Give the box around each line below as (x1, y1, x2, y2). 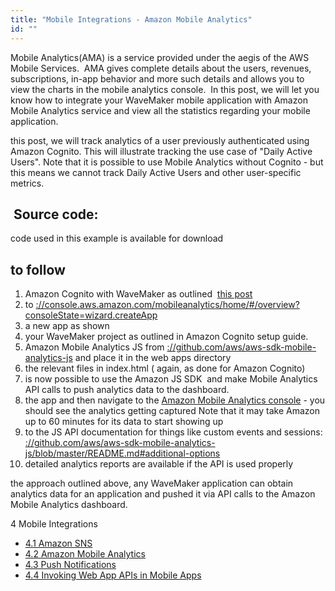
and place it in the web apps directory (74, 352, 232, 364)
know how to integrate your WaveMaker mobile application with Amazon (10, 94, 308, 106)
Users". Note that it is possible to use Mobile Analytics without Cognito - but (10, 156, 324, 168)
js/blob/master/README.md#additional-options (24, 447, 221, 460)
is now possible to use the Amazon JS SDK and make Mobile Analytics (24, 373, 318, 385)
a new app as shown (24, 320, 110, 332)
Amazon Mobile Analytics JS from (24, 341, 165, 353)
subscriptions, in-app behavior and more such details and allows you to (10, 72, 305, 85)
